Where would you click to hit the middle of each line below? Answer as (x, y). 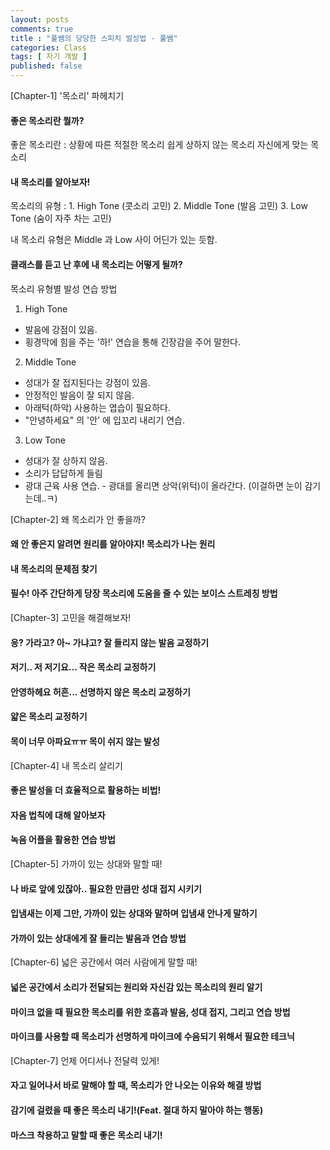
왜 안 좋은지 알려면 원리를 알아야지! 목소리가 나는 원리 (113, 544)
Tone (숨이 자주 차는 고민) (61, 218)
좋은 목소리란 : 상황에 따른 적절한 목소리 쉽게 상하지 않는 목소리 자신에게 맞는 (159, 145)
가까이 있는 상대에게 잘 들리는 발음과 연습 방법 (98, 938)
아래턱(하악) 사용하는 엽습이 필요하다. (97, 407)
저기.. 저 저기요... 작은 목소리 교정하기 (83, 667)
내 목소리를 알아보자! (50, 182)
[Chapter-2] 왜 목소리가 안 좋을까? (78, 519)
